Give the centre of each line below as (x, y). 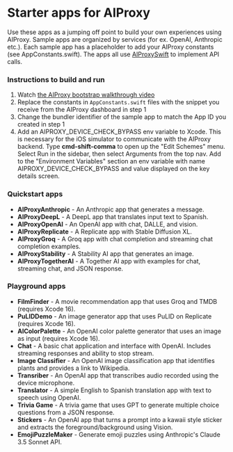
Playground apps (37, 286)
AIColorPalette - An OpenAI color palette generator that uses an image (119, 331)
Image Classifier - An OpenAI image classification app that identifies (116, 360)
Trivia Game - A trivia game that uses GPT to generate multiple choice (118, 405)
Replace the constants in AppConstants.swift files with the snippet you (118, 102)
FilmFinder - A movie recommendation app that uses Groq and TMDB (117, 301)
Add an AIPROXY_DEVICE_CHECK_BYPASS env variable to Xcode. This (119, 132)
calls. (15, 61)
